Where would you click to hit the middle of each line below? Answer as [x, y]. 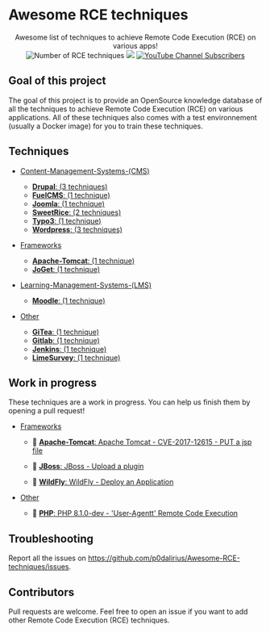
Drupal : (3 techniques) [70, 187]
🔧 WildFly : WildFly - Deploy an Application [103, 482]
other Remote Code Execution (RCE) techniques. [89, 620]
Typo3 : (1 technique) [67, 220]
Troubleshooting [51, 539]
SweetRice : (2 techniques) [77, 212]
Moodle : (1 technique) [69, 300]
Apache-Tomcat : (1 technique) [83, 261]
